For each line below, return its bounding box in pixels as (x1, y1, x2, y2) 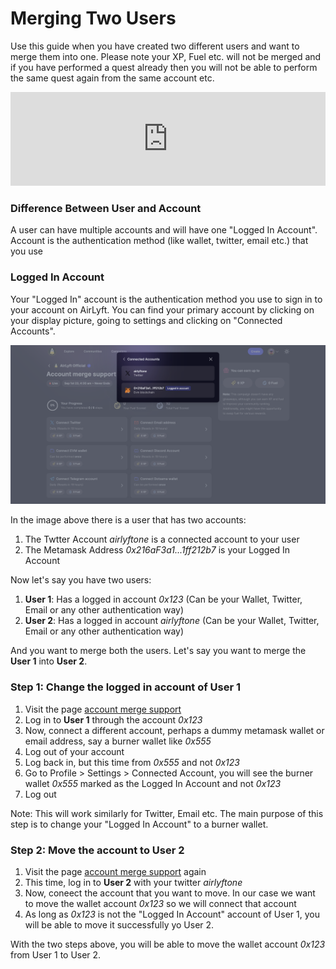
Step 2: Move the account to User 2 (10, 843, 185, 857)
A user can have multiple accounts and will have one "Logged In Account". (10, 224, 318, 236)
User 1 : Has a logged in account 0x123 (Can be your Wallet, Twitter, (24, 593, 303, 606)
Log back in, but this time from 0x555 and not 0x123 (24, 756, 241, 768)
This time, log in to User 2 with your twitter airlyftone (24, 877, 243, 889)
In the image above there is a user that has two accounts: (10, 514, 247, 526)
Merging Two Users (10, 7, 177, 30)
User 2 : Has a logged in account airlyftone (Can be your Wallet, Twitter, (24, 615, 320, 627)
